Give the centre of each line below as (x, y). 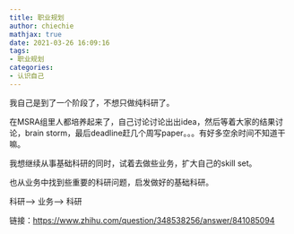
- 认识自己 (27, 76)
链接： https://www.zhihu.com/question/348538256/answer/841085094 (142, 220)
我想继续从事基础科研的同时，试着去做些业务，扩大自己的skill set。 (133, 163)
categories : (31, 68)
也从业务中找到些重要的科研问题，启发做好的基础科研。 (111, 182)
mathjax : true (36, 34)
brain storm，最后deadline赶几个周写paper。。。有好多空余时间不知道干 (155, 133)
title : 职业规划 (37, 17)
